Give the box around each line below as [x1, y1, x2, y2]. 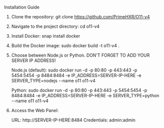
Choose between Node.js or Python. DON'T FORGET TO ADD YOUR [11, 52, 150, 58]
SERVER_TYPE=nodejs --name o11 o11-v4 [11, 78, 96, 83]
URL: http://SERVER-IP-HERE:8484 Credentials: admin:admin [11, 117, 136, 123]
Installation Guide [4, 4, 40, 10]
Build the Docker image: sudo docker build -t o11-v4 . [11, 43, 120, 49]
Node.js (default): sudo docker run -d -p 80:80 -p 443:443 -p [11, 67, 137, 73]
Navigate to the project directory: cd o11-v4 [11, 23, 100, 29]
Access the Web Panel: [11, 108, 59, 113]
